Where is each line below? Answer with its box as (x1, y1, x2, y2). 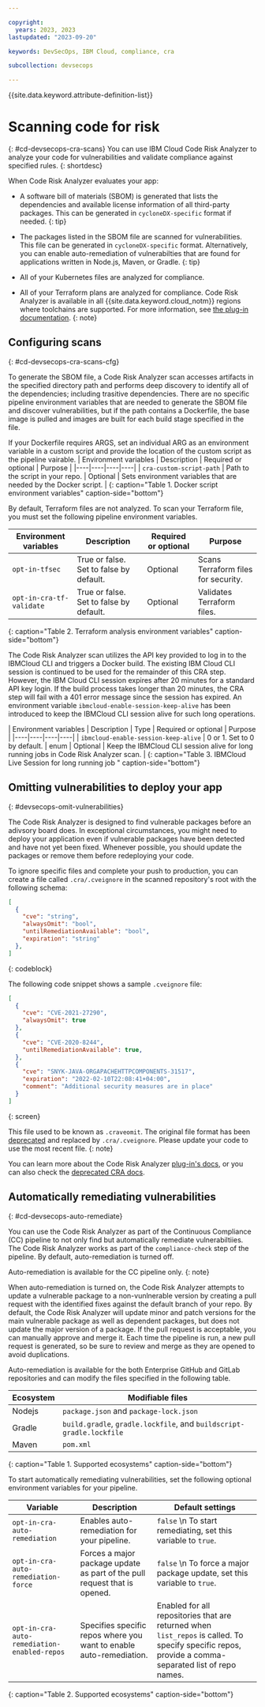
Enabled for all (156, 1600, 211, 1611)
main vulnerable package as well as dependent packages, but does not (8, 1316, 240, 1325)
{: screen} (8, 1111, 41, 1121)
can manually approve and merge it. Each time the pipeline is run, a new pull (8, 1332, 256, 1342)
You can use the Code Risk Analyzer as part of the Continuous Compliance (8, 1227, 252, 1236)
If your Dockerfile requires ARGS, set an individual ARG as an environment (8, 438, 249, 447)
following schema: (8, 883, 68, 892)
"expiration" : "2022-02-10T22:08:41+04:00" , (22, 1076, 171, 1083)
